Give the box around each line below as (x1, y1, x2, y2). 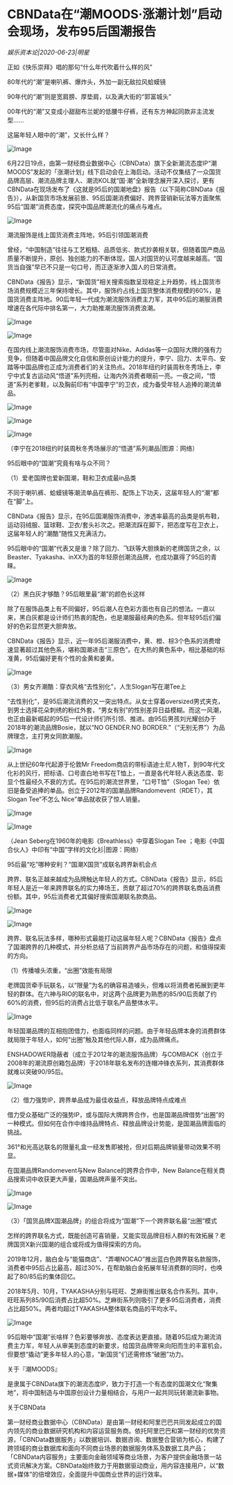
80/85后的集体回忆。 (19, 1272, 80, 1281)
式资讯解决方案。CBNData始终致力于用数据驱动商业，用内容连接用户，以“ (7, 1461, 218, 1470)
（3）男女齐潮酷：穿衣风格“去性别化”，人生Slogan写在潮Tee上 (7, 682, 187, 691)
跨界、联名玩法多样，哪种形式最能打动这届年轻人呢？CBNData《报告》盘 (7, 933, 216, 942)
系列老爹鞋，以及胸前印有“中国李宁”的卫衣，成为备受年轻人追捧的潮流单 (16, 380, 222, 388)
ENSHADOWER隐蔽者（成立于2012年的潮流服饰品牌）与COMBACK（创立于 (7, 1050, 223, 1058)
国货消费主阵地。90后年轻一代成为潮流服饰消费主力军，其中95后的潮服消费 (7, 295, 223, 303)
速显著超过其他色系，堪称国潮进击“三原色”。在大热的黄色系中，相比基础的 (7, 645, 220, 654)
